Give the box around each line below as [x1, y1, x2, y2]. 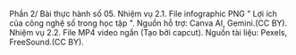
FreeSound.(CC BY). [9, 36, 85, 47]
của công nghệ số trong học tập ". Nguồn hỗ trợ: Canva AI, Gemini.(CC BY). [9, 18, 288, 28]
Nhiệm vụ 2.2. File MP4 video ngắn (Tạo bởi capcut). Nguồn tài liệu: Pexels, [9, 27, 288, 37]
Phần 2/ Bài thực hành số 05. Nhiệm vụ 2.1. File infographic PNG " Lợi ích [9, 9, 277, 19]
